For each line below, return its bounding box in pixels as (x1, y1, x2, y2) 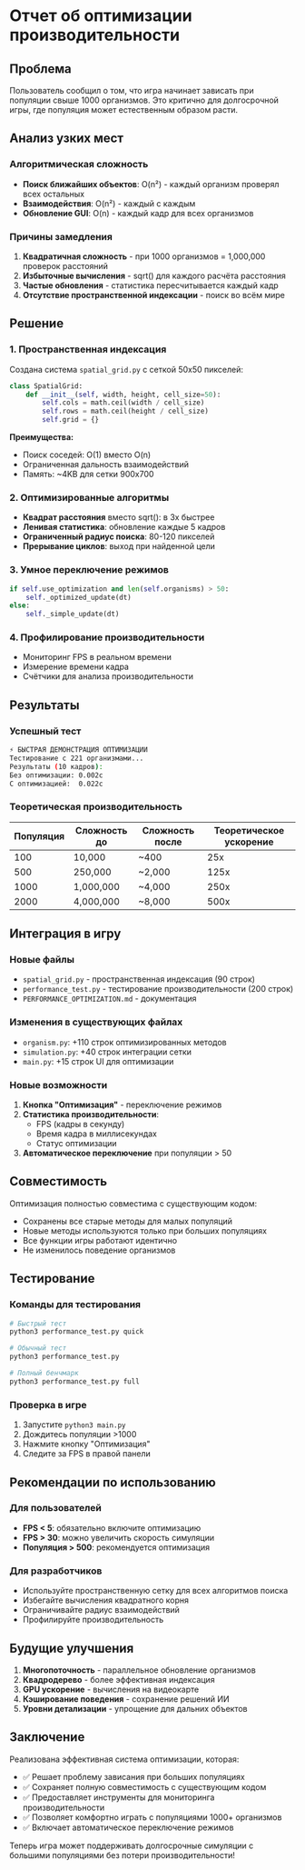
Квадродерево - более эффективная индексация (22, 1674, 215, 1685)
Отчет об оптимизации (9, 5, 192, 26)
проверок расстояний (22, 260, 109, 271)
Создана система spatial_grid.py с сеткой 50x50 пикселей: (9, 364, 243, 375)
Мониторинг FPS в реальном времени (22, 652, 172, 663)
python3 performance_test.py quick (9, 1327, 144, 1336)
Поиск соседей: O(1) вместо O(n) (22, 449, 152, 460)
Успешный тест (9, 725, 82, 737)
